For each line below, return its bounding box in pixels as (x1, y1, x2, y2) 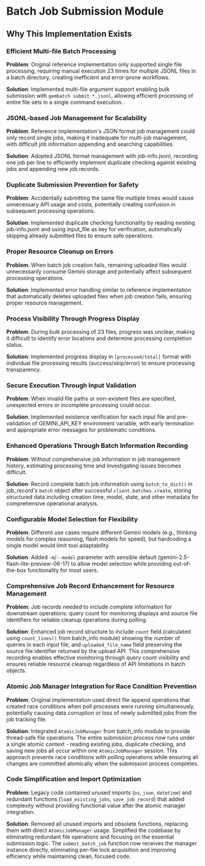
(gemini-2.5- (157, 554, 190, 561)
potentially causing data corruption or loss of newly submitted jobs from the (6, 709, 197, 716)
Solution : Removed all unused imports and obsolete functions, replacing (6, 820, 188, 828)
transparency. (6, 366, 41, 373)
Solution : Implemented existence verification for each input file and (6, 413, 176, 420)
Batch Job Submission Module (6, 4, 164, 18)
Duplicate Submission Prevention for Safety (6, 181, 139, 189)
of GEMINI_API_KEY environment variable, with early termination (32, 420, 194, 427)
